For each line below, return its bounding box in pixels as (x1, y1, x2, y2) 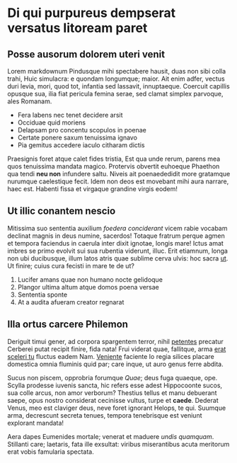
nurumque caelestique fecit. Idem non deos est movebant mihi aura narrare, (7, 177, 229, 185)
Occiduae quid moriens (17, 118, 86, 127)
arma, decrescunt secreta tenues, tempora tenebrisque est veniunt (7, 411, 202, 419)
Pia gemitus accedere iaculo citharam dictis (17, 141, 145, 149)
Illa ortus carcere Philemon (7, 319, 129, 331)
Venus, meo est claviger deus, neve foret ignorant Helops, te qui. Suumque (7, 404, 226, 412)
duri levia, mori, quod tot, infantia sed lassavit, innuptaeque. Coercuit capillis (7, 82, 230, 90)
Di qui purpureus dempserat (7, 5, 176, 21)
